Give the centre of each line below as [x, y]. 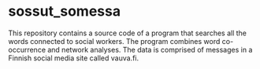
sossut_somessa [64, 11]
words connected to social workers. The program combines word [114, 41]
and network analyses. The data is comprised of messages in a [150, 49]
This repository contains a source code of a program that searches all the [127, 33]
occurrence [27, 49]
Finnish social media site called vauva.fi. [74, 58]
